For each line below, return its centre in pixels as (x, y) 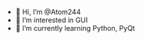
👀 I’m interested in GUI (52, 20)
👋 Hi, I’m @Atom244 (48, 12)
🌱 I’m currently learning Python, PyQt (75, 28)
